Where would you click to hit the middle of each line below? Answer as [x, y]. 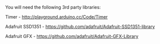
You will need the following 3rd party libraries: [53, 7]
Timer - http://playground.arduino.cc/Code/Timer [57, 17]
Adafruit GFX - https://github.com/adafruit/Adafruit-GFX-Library [72, 36]
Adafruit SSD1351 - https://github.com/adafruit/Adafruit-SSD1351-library [80, 26]
